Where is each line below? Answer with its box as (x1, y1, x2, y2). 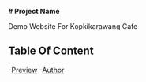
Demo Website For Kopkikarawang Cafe (8, 22, 138, 30)
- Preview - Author (8, 65, 65, 74)
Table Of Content (8, 45, 94, 58)
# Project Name (8, 7, 61, 16)
